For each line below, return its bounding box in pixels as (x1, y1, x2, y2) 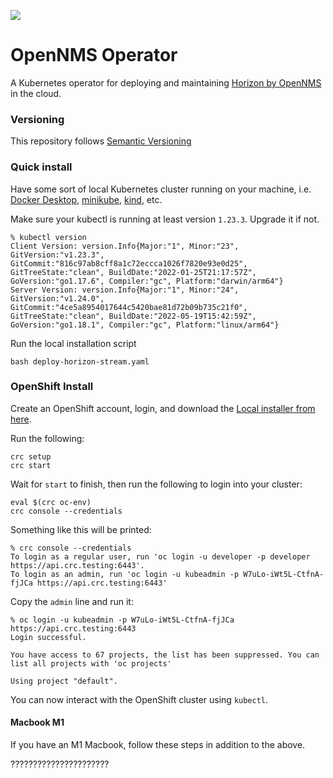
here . (10, 413, 32, 425)
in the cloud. (10, 87, 62, 99)
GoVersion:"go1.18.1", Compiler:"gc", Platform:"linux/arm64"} (10, 320, 280, 330)
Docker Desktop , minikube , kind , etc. (10, 193, 163, 205)
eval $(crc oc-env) (10, 497, 92, 507)
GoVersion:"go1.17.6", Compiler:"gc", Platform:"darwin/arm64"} (10, 276, 284, 286)
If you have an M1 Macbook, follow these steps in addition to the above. (10, 739, 306, 751)
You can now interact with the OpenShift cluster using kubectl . (10, 693, 269, 705)
